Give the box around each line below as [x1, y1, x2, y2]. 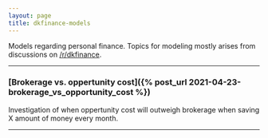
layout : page [8, 11, 52, 20]
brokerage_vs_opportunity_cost [8, 87, 134, 98]
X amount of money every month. [8, 113, 118, 123]
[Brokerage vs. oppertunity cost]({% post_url [8, 77, 187, 88]
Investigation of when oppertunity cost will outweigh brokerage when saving [8, 104, 260, 114]
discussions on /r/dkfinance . [8, 49, 102, 59]
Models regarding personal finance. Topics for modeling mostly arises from [8, 41, 256, 50]
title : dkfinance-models [8, 19, 91, 27]
